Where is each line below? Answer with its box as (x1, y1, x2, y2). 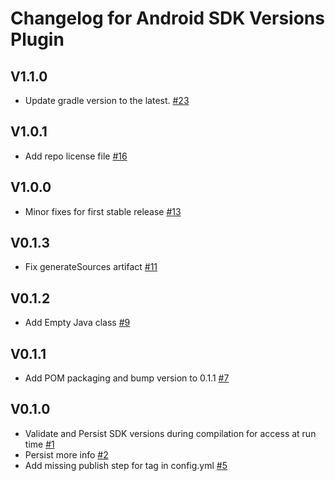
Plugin (10, 28, 65, 51)
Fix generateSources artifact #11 (24, 261, 158, 273)
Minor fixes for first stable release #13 (24, 205, 182, 217)
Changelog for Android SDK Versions (10, 7, 325, 30)
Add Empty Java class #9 (24, 317, 131, 329)
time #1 (24, 438, 55, 450)
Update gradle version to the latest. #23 (24, 95, 190, 106)
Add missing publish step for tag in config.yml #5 (24, 459, 228, 471)
